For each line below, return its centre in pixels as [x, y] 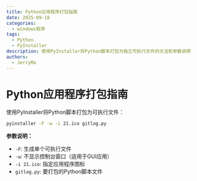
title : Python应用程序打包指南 [42, 12]
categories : [21, 23]
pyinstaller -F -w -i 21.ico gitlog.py [57, 124]
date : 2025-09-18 [28, 18]
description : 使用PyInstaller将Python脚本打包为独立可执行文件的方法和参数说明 [99, 51]
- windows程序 [28, 29]
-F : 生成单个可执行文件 [43, 149]
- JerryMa [24, 62]
